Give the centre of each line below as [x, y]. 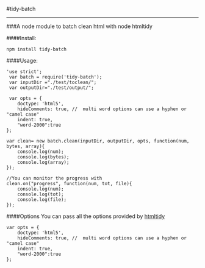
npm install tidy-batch [37, 49]
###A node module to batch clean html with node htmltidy [79, 26]
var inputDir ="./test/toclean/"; [53, 82]
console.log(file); [42, 200]
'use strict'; [24, 72]
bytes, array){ [26, 146]
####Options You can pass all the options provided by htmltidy [86, 216]
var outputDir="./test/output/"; [52, 88]
